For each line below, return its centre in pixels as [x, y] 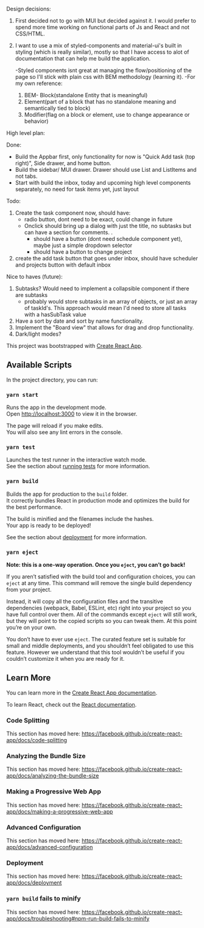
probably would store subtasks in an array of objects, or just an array [111, 301]
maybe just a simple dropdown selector [83, 245]
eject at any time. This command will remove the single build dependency [99, 583]
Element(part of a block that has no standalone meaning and [100, 101]
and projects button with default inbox [63, 265]
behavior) [36, 121]
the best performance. [34, 507]
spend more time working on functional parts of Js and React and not [102, 27]
